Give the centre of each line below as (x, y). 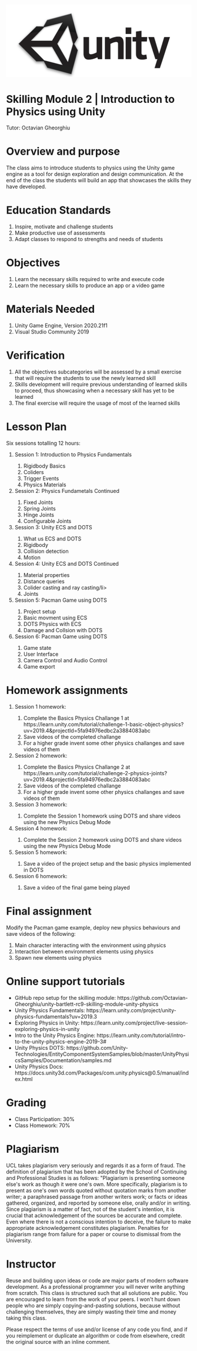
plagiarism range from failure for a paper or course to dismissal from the (94, 1234)
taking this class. (26, 1318)
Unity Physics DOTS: (40, 1048)
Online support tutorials (66, 981)
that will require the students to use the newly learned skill (85, 378)
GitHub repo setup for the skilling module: (65, 998)
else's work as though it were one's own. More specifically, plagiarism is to (97, 1184)
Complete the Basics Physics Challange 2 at (77, 767)
